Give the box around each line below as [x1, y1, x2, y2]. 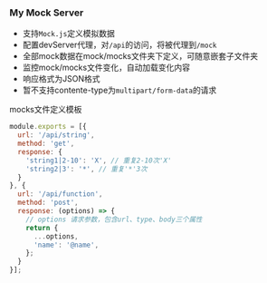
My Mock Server [9, 6, 84, 19]
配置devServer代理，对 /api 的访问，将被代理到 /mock [22, 39, 217, 51]
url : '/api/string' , [17, 131, 95, 140]
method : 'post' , [17, 198, 79, 208]
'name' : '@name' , [33, 240, 100, 249]
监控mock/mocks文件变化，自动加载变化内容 [22, 62, 190, 73]
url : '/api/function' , [17, 190, 103, 199]
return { [25, 223, 59, 232]
